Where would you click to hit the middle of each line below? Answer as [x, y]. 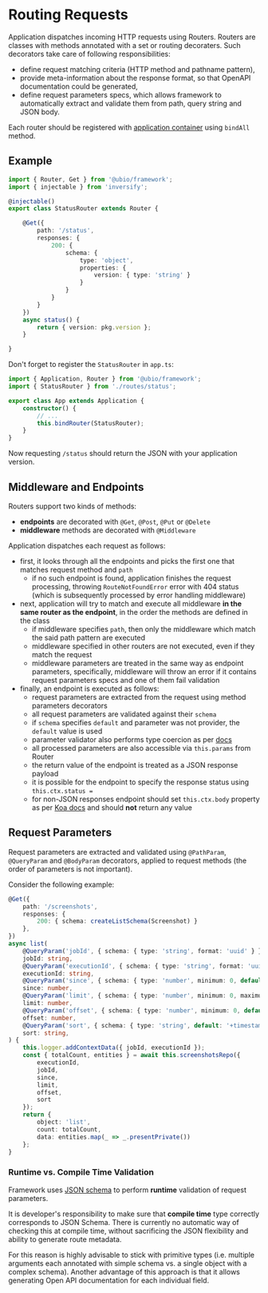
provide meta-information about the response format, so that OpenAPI [135, 78]
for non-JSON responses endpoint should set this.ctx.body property [146, 799]
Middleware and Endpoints [76, 487]
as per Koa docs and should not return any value [112, 807]
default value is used [67, 731]
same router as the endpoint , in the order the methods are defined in [134, 612]
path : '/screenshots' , [60, 906]
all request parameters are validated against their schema [124, 714]
